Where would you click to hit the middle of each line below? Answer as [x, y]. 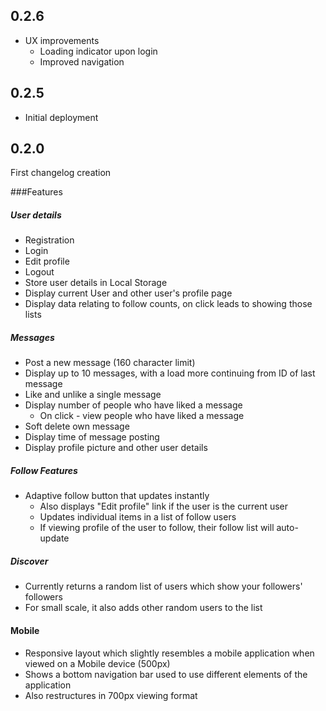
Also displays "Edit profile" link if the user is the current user [164, 506]
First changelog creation [61, 173]
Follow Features [44, 470]
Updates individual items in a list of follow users [138, 517]
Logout [39, 272]
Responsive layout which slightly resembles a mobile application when [169, 653]
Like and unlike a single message [93, 395]
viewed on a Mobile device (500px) [97, 663]
